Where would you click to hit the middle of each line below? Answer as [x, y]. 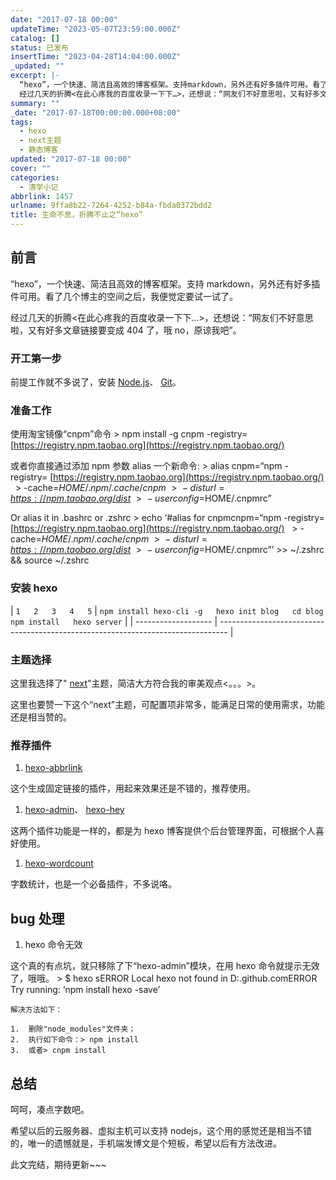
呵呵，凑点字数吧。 [50, 1109]
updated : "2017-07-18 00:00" [71, 159]
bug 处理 [37, 918]
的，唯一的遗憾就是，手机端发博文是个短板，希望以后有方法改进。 [146, 1143]
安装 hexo [34, 588]
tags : [21, 122]
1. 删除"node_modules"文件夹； [73, 1029]
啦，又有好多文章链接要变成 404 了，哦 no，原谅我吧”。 [126, 330]
